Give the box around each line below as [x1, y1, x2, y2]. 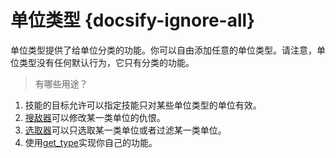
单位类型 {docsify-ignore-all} [10, 9, 256, 32]
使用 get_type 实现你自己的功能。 [24, 136, 158, 148]
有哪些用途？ [34, 77, 88, 90]
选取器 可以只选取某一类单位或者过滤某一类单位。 [24, 124, 227, 136]
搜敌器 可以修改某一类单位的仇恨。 [24, 111, 166, 123]
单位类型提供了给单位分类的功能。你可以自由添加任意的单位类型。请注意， [10, 44, 317, 56]
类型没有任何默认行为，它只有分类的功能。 [18, 56, 195, 68]
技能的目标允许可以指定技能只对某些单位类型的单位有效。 [24, 99, 262, 111]
